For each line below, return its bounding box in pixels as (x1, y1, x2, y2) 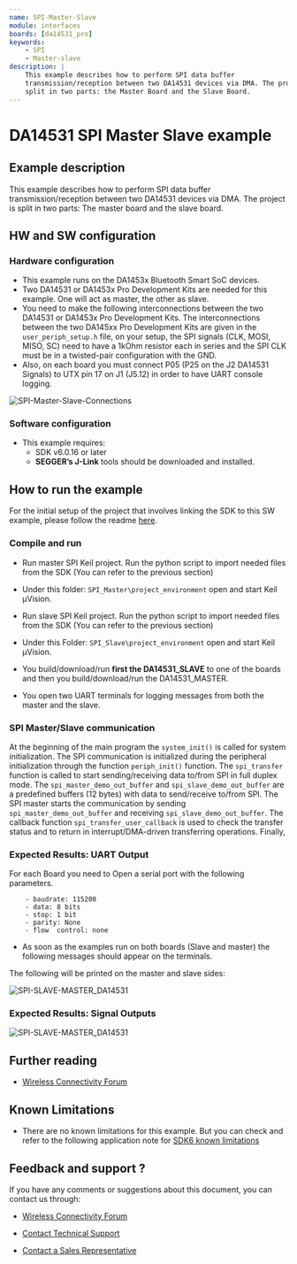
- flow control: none (25, 926, 109, 935)
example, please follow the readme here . (9, 515, 157, 526)
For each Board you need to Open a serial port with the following (9, 868, 245, 879)
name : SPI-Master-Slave (9, 12, 97, 22)
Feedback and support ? (9, 1160, 146, 1175)
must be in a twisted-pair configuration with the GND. (21, 351, 217, 361)
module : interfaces (9, 21, 81, 30)
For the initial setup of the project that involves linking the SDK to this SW (9, 505, 276, 516)
